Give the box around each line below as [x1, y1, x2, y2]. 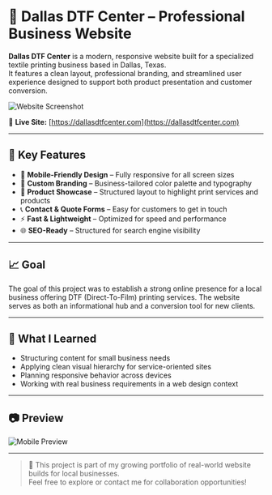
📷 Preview [8, 411, 64, 425]
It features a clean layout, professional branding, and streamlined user [8, 68, 242, 78]
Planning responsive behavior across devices [19, 370, 172, 380]
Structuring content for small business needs [19, 353, 171, 363]
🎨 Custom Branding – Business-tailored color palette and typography [19, 178, 253, 188]
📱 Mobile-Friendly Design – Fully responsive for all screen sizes [19, 169, 235, 179]
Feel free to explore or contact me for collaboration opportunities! [28, 477, 247, 487]
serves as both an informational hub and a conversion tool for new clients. [8, 301, 256, 310]
